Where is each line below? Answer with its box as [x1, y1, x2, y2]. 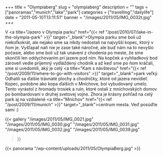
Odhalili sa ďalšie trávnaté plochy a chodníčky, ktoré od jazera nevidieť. [5, 76, 149, 81]
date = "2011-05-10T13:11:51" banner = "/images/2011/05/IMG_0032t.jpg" [5, 15, 152, 20]
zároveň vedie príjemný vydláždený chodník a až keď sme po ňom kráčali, [5, 60, 154, 66]
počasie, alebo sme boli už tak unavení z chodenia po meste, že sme [5, 50, 143, 56]
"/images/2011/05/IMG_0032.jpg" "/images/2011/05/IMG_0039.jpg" [5, 127, 140, 132]
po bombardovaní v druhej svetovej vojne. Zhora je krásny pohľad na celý [5, 91, 153, 97]
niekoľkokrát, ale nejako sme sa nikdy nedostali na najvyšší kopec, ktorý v [5, 39, 154, 45]
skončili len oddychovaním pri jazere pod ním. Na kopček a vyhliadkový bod [5, 55, 158, 60]
